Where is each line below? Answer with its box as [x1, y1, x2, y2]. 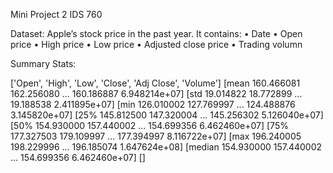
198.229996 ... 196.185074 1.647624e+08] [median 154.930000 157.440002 [10, 141, 323, 153]
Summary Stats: [10, 58, 77, 69]
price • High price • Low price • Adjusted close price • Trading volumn [10, 39, 303, 50]
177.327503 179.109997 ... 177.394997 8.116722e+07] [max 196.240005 [10, 130, 302, 142]
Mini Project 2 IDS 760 [10, 9, 103, 20]
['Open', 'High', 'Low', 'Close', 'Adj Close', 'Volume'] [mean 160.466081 [10, 77, 301, 89]
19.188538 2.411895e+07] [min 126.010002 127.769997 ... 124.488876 [10, 99, 296, 110]
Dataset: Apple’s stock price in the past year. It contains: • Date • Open [10, 28, 303, 39]
